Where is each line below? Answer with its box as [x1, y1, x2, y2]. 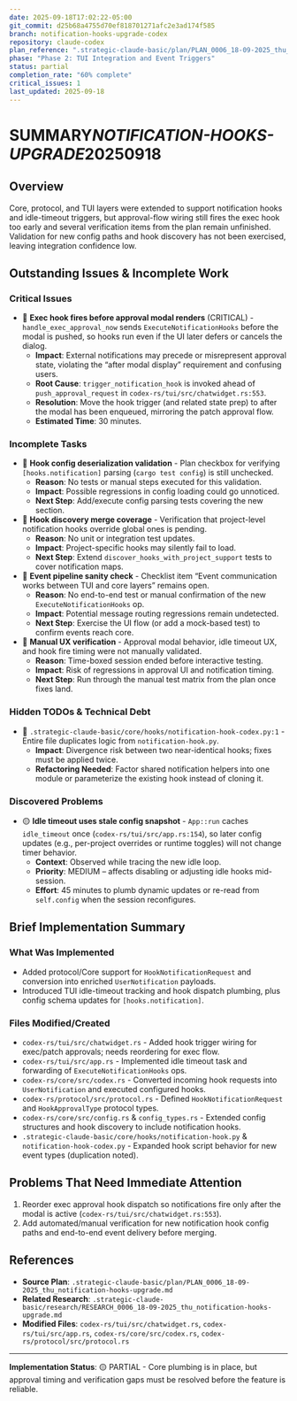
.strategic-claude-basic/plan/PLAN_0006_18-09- [72, 1278, 250, 1287]
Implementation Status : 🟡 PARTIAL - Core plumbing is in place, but [9, 1361, 258, 1372]
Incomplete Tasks [9, 438, 88, 450]
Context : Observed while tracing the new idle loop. [34, 857, 222, 867]
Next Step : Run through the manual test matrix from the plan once [34, 674, 277, 685]
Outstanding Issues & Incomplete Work [9, 266, 230, 281]
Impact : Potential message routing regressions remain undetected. [34, 608, 279, 620]
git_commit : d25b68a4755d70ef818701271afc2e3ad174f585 [9, 21, 216, 30]
